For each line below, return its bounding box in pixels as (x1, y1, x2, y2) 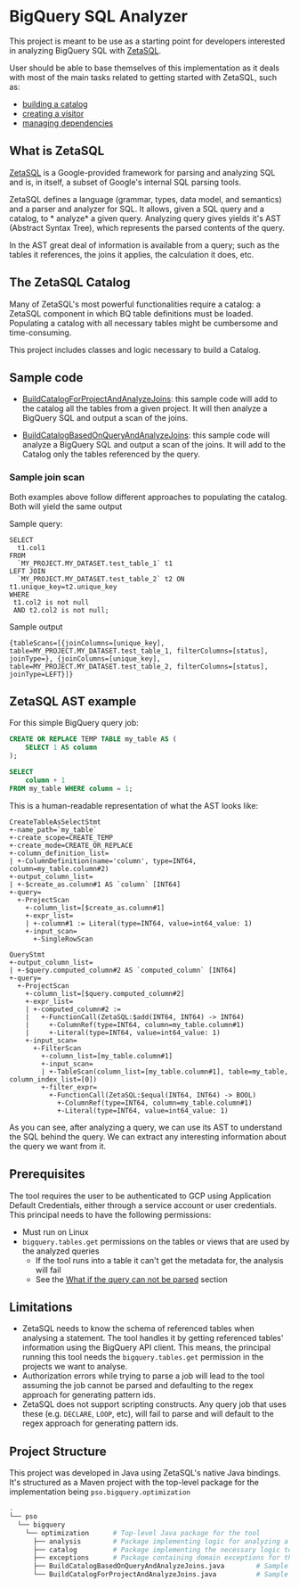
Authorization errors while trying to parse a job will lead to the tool (21, 1370, 265, 1381)
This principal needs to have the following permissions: (9, 1209, 212, 1220)
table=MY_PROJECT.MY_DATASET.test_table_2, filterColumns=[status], (9, 662, 269, 671)
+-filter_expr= (41, 1082, 98, 1091)
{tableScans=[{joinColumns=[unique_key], (9, 638, 166, 647)
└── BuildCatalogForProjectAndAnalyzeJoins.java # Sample (32, 1570, 289, 1579)
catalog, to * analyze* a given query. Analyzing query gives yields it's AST (9, 212, 282, 224)
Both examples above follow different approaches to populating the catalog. (9, 491, 287, 502)
